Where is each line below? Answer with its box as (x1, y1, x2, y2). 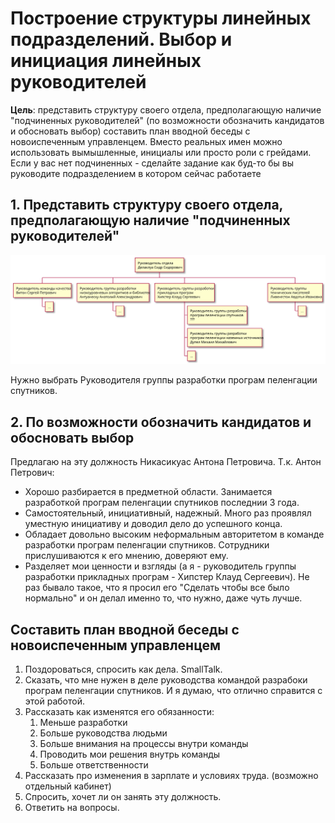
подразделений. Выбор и (10, 28, 233, 51)
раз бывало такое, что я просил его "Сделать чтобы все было (24, 582, 290, 594)
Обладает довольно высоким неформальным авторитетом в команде (24, 528, 325, 541)
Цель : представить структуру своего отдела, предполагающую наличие (10, 103, 322, 116)
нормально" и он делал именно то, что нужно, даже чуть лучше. (24, 592, 303, 604)
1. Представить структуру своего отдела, (10, 197, 283, 214)
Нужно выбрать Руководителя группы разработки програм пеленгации (10, 374, 318, 386)
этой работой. (24, 695, 85, 707)
